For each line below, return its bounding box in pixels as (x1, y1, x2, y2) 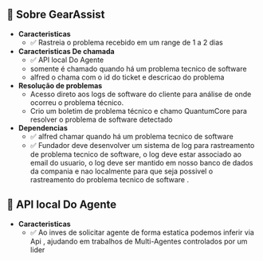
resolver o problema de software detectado (29, 115, 173, 124)
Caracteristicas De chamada (18, 46, 116, 56)
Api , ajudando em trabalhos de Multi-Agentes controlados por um (29, 236, 248, 246)
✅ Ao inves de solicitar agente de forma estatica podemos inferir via (29, 228, 255, 237)
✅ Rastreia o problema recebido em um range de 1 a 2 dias (29, 37, 224, 47)
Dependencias (18, 123, 69, 132)
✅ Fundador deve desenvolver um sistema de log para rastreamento (29, 140, 255, 150)
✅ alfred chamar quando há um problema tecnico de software (29, 131, 234, 141)
